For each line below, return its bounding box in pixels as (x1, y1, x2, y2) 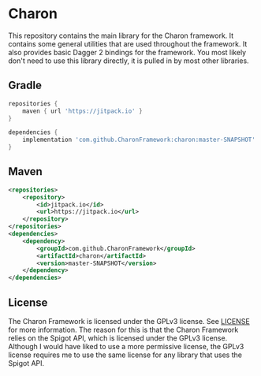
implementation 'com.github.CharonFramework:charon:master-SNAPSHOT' (22, 136, 256, 144)
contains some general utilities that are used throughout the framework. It (8, 39, 248, 48)
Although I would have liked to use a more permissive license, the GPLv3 (8, 342, 244, 351)
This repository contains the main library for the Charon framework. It (8, 31, 234, 40)
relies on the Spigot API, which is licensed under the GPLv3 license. (8, 333, 228, 343)
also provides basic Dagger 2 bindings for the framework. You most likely (8, 47, 247, 57)
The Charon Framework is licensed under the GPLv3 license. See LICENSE (8, 317, 250, 326)
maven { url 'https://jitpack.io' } (22, 107, 144, 115)
